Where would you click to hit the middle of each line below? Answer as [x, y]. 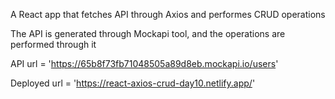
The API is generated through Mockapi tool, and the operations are [148, 33]
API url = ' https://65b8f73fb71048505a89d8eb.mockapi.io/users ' [144, 63]
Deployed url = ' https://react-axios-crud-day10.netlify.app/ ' [133, 83]
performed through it [53, 44]
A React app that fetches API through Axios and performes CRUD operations [168, 14]
